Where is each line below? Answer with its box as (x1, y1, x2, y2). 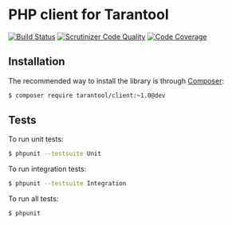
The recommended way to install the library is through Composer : (8, 76, 225, 85)
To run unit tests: (8, 134, 64, 144)
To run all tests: (8, 194, 59, 204)
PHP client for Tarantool (8, 6, 169, 24)
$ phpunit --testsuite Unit (8, 149, 102, 158)
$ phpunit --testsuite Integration (8, 180, 127, 188)
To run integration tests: (8, 165, 87, 174)
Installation (8, 55, 65, 68)
